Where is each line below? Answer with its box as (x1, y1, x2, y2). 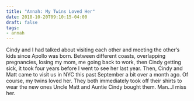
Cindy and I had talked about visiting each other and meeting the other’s (6, 46, 180, 53)
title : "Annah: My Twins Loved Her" (6, 8, 95, 15)
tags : (6, 25, 19, 31)
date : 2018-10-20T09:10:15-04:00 (6, 14, 88, 20)
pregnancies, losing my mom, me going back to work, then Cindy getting (6, 59, 181, 66)
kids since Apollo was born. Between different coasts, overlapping (6, 53, 166, 60)
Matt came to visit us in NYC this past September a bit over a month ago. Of (6, 71, 189, 78)
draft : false (6, 19, 38, 25)
